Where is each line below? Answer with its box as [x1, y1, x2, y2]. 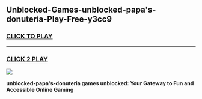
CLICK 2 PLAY [6, 55, 48, 63]
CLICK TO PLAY [6, 32, 53, 41]
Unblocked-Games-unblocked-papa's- [6, 5, 156, 15]
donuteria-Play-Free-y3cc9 [6, 14, 112, 25]
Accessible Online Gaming [6, 86, 74, 93]
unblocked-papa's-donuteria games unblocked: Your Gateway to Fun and [6, 79, 194, 86]
